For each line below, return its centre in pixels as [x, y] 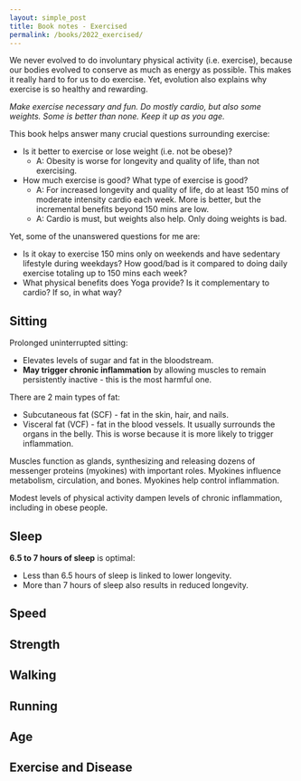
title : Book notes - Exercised [68, 26]
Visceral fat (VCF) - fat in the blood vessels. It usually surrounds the [149, 424]
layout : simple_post [48, 18]
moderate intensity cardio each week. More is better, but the [149, 199]
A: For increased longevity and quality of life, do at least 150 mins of [162, 190]
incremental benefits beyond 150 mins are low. [122, 209]
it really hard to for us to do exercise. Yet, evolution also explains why [138, 80]
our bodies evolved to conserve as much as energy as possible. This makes [150, 70]
